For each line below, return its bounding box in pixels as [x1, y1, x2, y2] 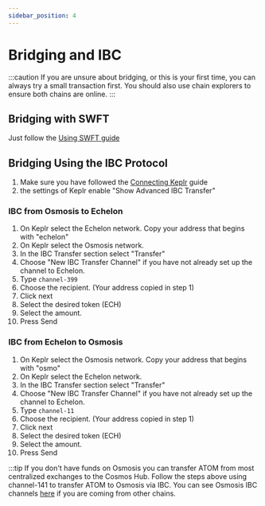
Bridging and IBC [8, 45, 122, 64]
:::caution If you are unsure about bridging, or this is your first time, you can [8, 72, 256, 82]
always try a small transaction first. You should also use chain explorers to [8, 80, 251, 90]
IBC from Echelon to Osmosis [8, 337, 123, 348]
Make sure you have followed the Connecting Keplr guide [19, 177, 208, 187]
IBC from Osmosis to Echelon [8, 206, 123, 217]
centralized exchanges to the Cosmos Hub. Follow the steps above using [8, 471, 247, 481]
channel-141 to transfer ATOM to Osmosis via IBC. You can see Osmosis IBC [8, 480, 258, 489]
